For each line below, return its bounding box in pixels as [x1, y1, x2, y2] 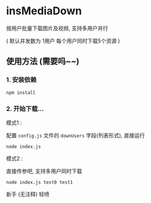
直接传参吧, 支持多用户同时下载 [6, 167, 82, 174]
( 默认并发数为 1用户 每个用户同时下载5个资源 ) [6, 37, 120, 44]
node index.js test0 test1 [6, 179, 73, 185]
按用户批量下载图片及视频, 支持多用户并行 [6, 24, 108, 32]
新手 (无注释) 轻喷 [6, 190, 50, 198]
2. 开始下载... [6, 104, 44, 113]
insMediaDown [6, 4, 82, 18]
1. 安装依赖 [6, 76, 37, 84]
